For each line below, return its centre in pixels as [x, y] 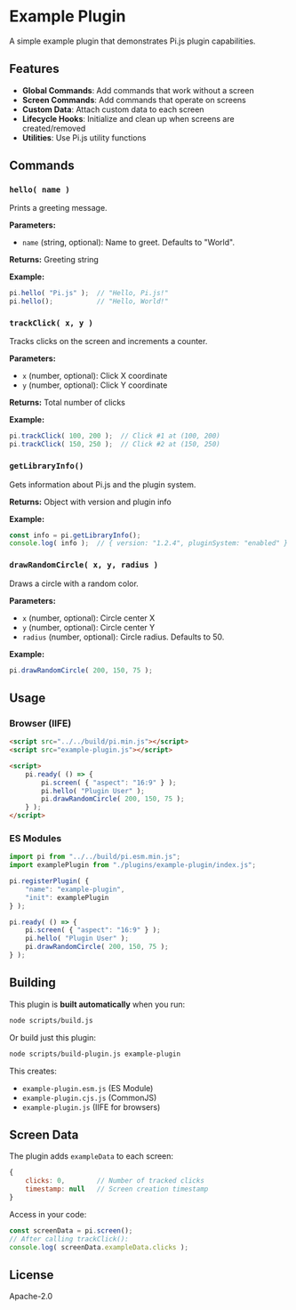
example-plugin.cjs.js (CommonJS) [89, 1097]
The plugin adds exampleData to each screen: [92, 1156]
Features [34, 69]
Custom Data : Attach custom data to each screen [113, 109]
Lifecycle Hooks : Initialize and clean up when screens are [128, 118]
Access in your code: [48, 1214]
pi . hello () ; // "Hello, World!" [89, 301]
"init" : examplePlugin [67, 897]
